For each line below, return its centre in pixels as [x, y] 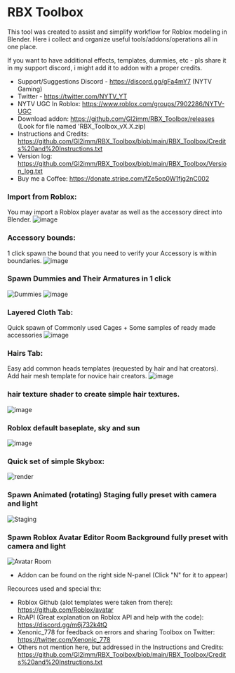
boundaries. [25, 260]
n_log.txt [30, 171]
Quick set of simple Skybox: [56, 461]
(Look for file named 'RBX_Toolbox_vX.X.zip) [81, 126]
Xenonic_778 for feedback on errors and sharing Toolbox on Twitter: [116, 632]
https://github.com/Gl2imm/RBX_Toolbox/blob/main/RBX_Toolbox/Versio [122, 163]
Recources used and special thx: [54, 589]
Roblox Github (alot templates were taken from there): [95, 602]
